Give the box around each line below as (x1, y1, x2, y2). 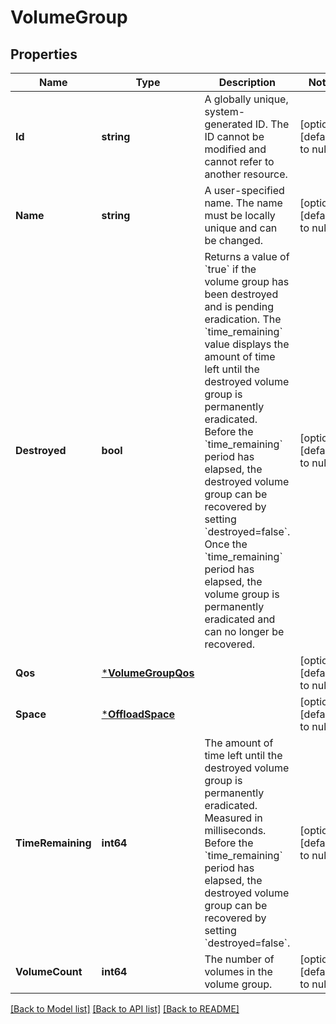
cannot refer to (204, 155, 275, 168)
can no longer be (204, 625, 285, 638)
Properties (10, 46, 78, 63)
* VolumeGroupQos (101, 666, 195, 680)
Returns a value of (204, 250, 290, 263)
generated (204, 117, 253, 131)
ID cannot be (204, 130, 265, 143)
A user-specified (204, 184, 285, 197)
